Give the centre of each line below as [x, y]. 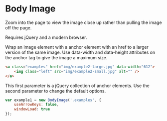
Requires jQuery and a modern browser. [46, 37]
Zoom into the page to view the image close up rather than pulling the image [83, 22]
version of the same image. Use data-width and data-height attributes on [80, 52]
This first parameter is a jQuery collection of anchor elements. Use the [77, 86]
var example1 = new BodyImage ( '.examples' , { [53, 100]
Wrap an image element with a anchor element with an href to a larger [77, 47]
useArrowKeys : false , [36, 105]
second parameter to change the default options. [56, 91]
